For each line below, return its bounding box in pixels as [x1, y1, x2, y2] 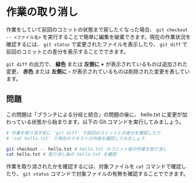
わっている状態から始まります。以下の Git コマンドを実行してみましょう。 [6, 118, 184, 125]
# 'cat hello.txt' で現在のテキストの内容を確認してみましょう [6, 135, 145, 141]
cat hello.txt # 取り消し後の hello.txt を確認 [6, 151, 117, 158]
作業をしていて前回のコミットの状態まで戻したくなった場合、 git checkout [6, 26, 188, 33]
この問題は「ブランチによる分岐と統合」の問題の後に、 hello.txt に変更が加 [6, 111, 188, 118]
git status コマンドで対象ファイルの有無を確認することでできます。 [22, 170, 189, 177]
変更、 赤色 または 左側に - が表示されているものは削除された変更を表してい [6, 68, 190, 75]
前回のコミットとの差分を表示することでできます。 [6, 48, 129, 55]
